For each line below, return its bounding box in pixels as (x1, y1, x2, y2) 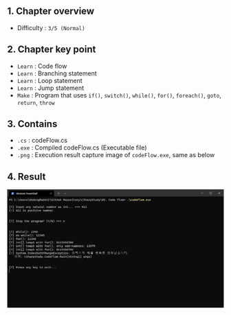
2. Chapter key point (7, 44, 96, 56)
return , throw (16, 98, 55, 106)
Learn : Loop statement (16, 76, 82, 84)
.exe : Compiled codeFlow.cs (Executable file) (16, 143, 147, 152)
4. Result (7, 171, 46, 183)
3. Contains (7, 118, 58, 130)
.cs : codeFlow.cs (16, 137, 67, 145)
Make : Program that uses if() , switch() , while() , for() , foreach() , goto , (16, 91, 221, 99)
